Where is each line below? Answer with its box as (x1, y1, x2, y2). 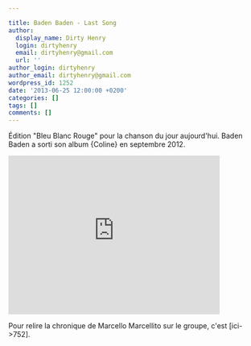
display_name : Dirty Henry (15, 34, 106, 42)
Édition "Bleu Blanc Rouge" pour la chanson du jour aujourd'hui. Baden (8, 131, 243, 141)
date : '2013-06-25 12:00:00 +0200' (8, 86, 128, 94)
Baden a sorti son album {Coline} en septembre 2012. (8, 140, 186, 149)
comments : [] (8, 109, 52, 117)
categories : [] (8, 94, 60, 102)
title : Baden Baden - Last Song (8, 19, 117, 27)
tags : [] (8, 102, 38, 110)
